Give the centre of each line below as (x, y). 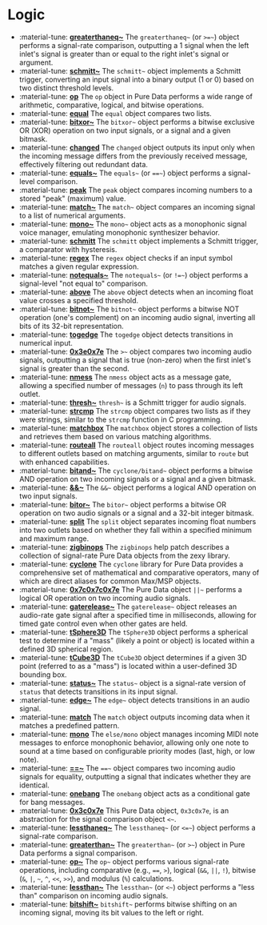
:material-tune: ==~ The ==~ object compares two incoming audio (127, 768)
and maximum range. (54, 539)
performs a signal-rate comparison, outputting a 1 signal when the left (134, 45)
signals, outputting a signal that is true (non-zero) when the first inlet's (135, 360)
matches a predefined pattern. (69, 725)
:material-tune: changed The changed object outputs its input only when (137, 147)
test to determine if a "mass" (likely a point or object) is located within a (137, 640)
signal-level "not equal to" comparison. (84, 283)
